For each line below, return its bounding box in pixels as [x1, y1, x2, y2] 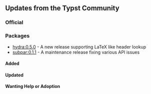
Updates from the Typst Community [5, 4, 119, 12]
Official [5, 19, 23, 26]
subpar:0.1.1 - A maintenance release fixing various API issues [12, 49, 140, 55]
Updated [5, 72, 24, 78]
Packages [5, 32, 30, 39]
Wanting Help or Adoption [5, 83, 60, 89]
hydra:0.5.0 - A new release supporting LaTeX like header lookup [12, 43, 146, 49]
